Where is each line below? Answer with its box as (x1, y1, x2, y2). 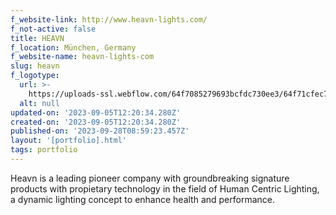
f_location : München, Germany (10, 42, 137, 53)
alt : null (19, 98, 60, 108)
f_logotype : (10, 71, 60, 81)
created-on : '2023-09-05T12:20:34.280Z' (10, 117, 182, 127)
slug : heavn (10, 61, 60, 71)
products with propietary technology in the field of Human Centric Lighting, (10, 182, 320, 195)
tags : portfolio (10, 145, 78, 155)
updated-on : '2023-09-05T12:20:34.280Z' (10, 107, 182, 118)
